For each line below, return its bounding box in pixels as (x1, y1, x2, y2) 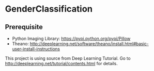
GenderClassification (5, 3, 93, 15)
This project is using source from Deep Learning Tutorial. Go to (5, 55, 131, 61)
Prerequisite (5, 23, 43, 31)
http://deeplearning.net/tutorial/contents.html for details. (5, 61, 118, 66)
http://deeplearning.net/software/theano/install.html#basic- (30, 41, 149, 47)
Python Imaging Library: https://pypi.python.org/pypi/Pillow (12, 35, 131, 41)
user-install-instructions (12, 46, 60, 52)
